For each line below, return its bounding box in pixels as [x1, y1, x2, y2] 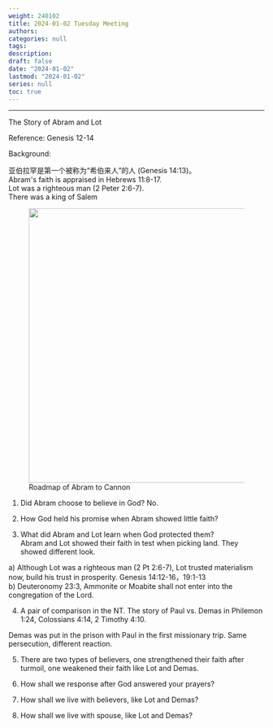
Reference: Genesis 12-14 [8, 133, 95, 143]
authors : [8, 27, 38, 35]
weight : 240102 [8, 11, 60, 20]
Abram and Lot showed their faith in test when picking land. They [19, 538, 239, 548]
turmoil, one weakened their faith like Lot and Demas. [19, 664, 199, 674]
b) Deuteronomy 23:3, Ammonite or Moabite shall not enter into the [8, 582, 233, 591]
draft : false [8, 58, 53, 66]
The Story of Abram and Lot [8, 117, 102, 127]
